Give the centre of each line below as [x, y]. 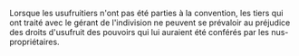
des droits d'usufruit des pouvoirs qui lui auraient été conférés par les [140, 32]
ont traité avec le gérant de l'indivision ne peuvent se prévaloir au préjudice [150, 23]
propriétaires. [35, 42]
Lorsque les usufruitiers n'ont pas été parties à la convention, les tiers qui [146, 13]
